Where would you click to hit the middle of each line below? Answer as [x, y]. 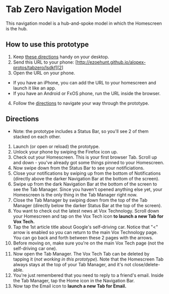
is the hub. [17, 28]
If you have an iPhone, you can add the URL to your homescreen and [84, 82]
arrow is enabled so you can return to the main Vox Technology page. [85, 232]
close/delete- [146, 264]
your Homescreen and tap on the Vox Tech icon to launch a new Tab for [88, 216]
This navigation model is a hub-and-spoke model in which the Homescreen [84, 23]
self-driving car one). [35, 248]
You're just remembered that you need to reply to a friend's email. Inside [88, 275]
